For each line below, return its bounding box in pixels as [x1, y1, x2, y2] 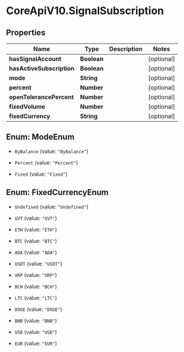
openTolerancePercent [9, 93, 74, 101]
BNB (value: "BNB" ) [14, 317, 57, 324]
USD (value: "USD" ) [14, 328, 57, 336]
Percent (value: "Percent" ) [14, 159, 78, 166]
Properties [6, 28, 46, 38]
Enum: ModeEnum [6, 132, 75, 142]
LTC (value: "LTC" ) [14, 294, 57, 301]
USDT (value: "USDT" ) [14, 260, 63, 267]
